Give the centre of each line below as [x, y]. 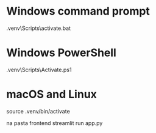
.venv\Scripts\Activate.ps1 [39, 70]
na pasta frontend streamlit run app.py [55, 123]
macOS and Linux [52, 94]
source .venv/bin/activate [38, 111]
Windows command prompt [78, 11]
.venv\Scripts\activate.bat [39, 28]
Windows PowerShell [62, 53]
